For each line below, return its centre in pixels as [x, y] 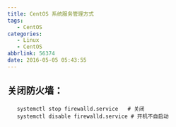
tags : [15, 21]
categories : [25, 34]
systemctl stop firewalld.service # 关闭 [81, 109]
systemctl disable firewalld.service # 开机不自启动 [93, 116]
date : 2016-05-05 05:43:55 [47, 60]
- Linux [28, 40]
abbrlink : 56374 [31, 54]
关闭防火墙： [35, 90]
